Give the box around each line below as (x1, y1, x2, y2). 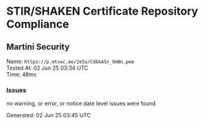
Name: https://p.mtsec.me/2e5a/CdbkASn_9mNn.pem (6, 58, 135, 65)
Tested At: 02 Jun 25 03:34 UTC (6, 64, 89, 71)
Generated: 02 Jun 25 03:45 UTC (6, 112, 91, 119)
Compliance (6, 17, 69, 31)
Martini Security (6, 42, 70, 52)
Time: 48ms (6, 71, 37, 78)
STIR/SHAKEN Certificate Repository (6, 4, 198, 18)
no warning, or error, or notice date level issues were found (6, 100, 156, 108)
